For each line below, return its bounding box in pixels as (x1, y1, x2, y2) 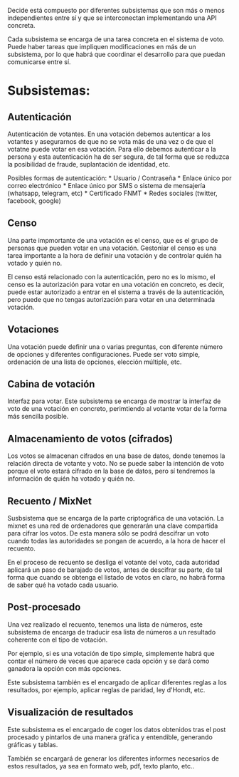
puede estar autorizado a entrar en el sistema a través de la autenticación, (7, 288, 225, 296)
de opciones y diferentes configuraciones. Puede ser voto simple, (7, 350, 201, 358)
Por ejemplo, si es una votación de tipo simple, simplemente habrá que (7, 649, 215, 657)
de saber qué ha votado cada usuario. (7, 580, 119, 590)
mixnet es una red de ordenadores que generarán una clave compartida (7, 521, 218, 530)
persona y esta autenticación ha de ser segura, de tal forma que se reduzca (7, 152, 230, 161)
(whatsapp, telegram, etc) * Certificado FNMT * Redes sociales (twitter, (7, 189, 218, 197)
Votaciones (7, 323, 59, 335)
